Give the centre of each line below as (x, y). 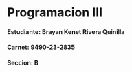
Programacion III (55, 13)
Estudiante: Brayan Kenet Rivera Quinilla (66, 31)
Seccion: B (23, 62)
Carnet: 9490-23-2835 (41, 47)
